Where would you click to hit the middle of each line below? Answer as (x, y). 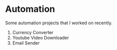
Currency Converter (33, 32)
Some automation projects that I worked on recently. (59, 23)
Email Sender (26, 43)
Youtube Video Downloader (41, 38)
